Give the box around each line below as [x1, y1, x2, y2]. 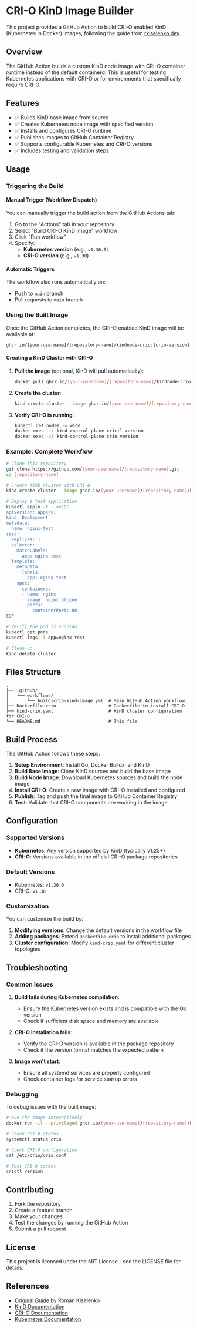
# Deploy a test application [6, 498, 77, 504]
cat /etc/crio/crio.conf [6, 1152, 67, 1158]
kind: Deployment [6, 515, 49, 521]
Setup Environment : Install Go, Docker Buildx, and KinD [14, 762, 150, 769]
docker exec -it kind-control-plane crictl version [14, 428, 144, 434]
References [6, 1281, 49, 1291]
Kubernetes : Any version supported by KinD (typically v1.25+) [14, 847, 165, 854]
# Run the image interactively [6, 1115, 83, 1121]
